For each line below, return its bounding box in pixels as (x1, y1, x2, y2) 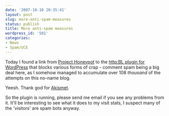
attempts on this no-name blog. (5, 75, 71, 81)
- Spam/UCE (5, 45, 28, 50)
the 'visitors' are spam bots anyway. (5, 105, 80, 111)
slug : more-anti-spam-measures (5, 17, 71, 22)
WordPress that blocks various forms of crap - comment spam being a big (5, 64, 160, 70)
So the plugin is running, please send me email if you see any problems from (5, 94, 164, 100)
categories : (5, 36, 30, 41)
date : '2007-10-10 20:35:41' (5, 7, 67, 13)
